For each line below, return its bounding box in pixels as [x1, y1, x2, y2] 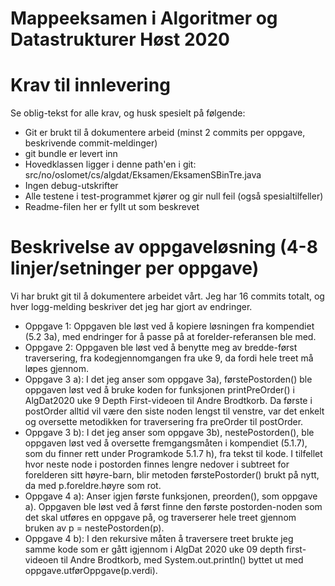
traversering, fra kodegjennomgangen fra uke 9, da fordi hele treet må [24, 352, 314, 364]
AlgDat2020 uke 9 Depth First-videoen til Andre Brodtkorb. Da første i [24, 395, 313, 407]
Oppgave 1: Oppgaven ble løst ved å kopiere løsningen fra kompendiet [24, 320, 315, 332]
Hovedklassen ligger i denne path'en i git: [24, 158, 197, 171]
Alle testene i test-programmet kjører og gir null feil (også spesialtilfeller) [24, 190, 324, 202]
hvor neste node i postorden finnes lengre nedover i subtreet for [24, 458, 290, 471]
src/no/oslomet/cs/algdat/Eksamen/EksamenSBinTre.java [24, 169, 262, 181]
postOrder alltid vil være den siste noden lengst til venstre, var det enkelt [24, 405, 325, 417]
